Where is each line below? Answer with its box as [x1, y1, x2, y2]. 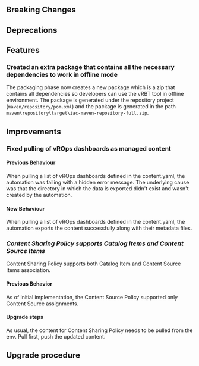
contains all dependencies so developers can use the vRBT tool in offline [6, 90, 184, 98]
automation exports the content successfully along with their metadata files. [6, 224, 192, 232]
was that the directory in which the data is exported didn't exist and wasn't [6, 184, 189, 192]
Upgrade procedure [6, 351, 80, 361]
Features [6, 45, 40, 55]
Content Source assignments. [6, 300, 79, 307]
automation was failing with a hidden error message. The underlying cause [6, 179, 189, 186]
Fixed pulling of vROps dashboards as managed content [6, 144, 171, 152]
